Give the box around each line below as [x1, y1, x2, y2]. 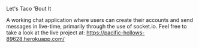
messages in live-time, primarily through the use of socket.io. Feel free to [6, 23, 187, 30]
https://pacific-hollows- [86, 29, 145, 36]
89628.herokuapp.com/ [6, 36, 65, 42]
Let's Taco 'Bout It [6, 5, 52, 12]
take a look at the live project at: [6, 29, 85, 36]
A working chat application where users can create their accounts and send [6, 17, 194, 23]
